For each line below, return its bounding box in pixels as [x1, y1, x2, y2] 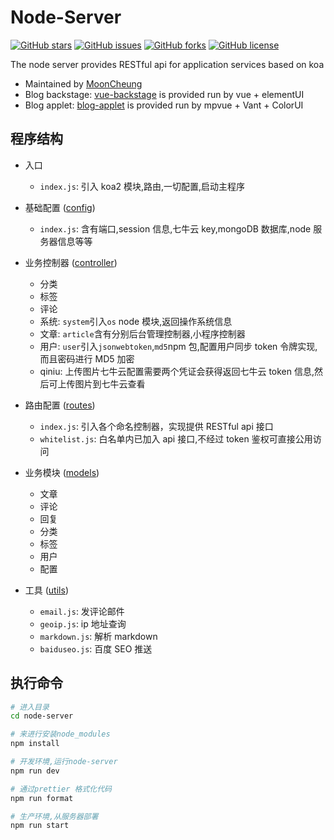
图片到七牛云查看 [74, 377, 146, 390]
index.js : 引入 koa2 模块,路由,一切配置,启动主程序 [39, 180, 246, 192]
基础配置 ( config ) [24, 201, 96, 213]
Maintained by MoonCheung [24, 77, 143, 90]
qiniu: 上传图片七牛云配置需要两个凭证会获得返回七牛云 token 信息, [39, 365, 315, 377]
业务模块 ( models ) [24, 466, 100, 478]
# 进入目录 [10, 702, 50, 712]
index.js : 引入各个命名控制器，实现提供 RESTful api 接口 [39, 420, 274, 432]
